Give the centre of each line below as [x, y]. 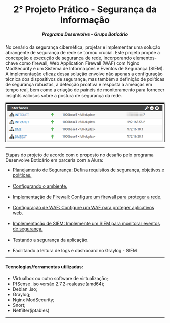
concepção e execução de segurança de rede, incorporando [69, 58]
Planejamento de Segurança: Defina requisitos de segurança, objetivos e [88, 170]
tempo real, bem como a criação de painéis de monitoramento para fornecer [85, 90]
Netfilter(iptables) [31, 310]
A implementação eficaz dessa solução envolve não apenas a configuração [84, 74]
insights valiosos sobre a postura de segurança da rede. [64, 96]
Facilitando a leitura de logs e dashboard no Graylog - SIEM [75, 251]
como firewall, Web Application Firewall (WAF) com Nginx [79, 63]
